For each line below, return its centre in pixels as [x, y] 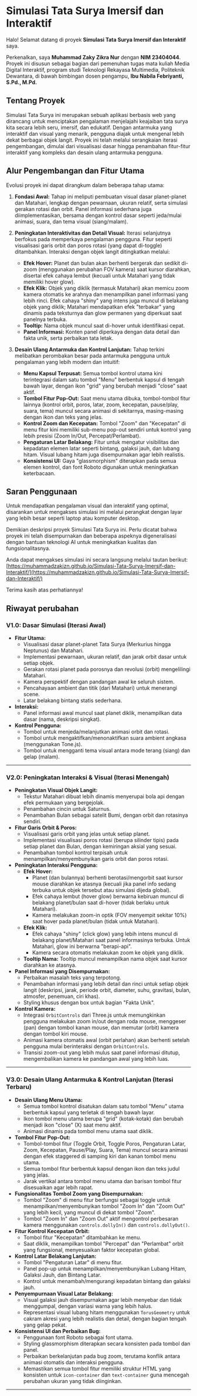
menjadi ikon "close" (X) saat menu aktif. [72, 1125]
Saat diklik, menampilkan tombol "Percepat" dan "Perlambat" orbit [103, 1243]
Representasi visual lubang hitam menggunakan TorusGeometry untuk [107, 1312]
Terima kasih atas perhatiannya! [45, 590]
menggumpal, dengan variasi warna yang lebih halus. [88, 1306]
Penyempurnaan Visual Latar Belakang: [64, 1293]
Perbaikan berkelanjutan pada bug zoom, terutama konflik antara [102, 1356]
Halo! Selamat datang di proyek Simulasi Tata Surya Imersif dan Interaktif [96, 39]
